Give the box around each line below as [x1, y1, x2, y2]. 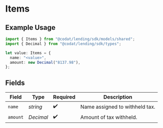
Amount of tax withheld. [80, 113, 138, 120]
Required [53, 94, 76, 101]
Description [103, 94, 133, 101]
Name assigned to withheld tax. [80, 103, 156, 110]
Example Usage [5, 23, 56, 32]
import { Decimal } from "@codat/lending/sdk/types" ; [5, 41, 122, 46]
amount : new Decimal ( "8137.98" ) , [10, 60, 81, 65]
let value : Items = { [5, 50, 51, 56]
